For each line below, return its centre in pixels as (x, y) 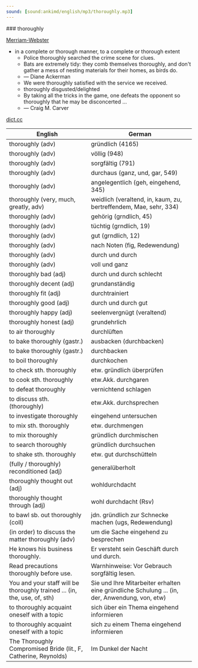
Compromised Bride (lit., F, (46, 648)
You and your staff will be (44, 583)
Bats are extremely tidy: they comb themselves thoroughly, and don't (107, 64)
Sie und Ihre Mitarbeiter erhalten (136, 583)
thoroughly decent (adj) (42, 283)
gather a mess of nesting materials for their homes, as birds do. (100, 70)
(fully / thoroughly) (35, 463)
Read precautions (33, 566)
